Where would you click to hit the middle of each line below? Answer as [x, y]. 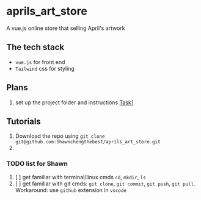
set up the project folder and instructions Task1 [74, 102]
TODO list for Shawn [37, 164]
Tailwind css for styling [45, 68]
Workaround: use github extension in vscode [71, 190]
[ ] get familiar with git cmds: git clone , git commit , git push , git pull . [105, 184]
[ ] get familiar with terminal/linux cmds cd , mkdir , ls [80, 177]
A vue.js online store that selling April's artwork [66, 28]
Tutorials [24, 121]
